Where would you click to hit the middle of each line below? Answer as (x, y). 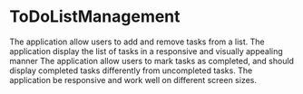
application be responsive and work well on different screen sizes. (133, 80)
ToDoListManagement (95, 17)
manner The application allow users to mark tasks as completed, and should (152, 61)
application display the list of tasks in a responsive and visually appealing (146, 51)
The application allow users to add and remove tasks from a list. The (137, 42)
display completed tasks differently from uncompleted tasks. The (131, 70)
